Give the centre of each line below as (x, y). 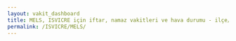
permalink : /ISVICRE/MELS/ (47, 26)
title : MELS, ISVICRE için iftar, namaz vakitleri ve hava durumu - (110, 20)
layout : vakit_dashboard (44, 14)
